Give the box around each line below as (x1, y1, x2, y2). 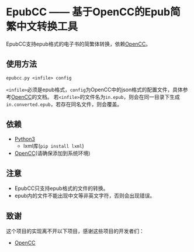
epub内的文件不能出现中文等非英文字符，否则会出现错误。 (14, 192, 155, 199)
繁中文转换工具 (6, 20, 78, 33)
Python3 (14, 135, 35, 142)
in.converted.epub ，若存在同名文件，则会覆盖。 (6, 101, 123, 108)
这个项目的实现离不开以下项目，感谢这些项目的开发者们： (6, 227, 144, 234)
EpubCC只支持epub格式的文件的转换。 (14, 185, 109, 192)
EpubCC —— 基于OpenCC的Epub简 (6, 5, 181, 19)
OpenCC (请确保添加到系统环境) (14, 150, 91, 157)
